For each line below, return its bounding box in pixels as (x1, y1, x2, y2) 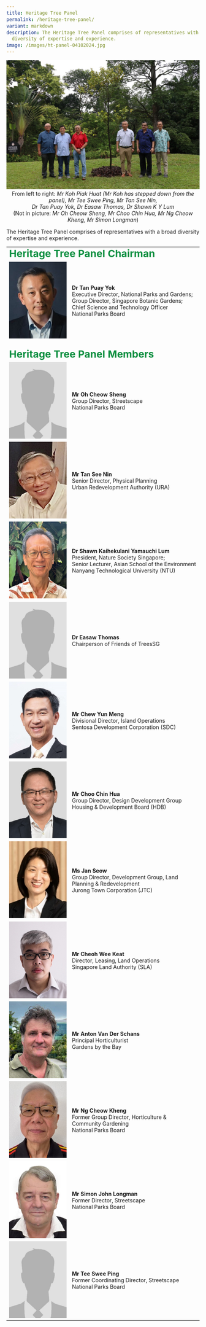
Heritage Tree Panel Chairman (9, 247, 155, 260)
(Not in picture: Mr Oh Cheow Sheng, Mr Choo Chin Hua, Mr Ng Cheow (13, 209, 193, 217)
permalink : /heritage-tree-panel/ (6, 16, 95, 23)
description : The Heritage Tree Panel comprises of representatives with (6, 29, 199, 36)
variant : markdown (6, 23, 53, 29)
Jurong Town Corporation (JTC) (72, 886, 153, 893)
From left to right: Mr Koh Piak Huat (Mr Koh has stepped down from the (12, 190, 194, 197)
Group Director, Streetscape (72, 397, 143, 405)
